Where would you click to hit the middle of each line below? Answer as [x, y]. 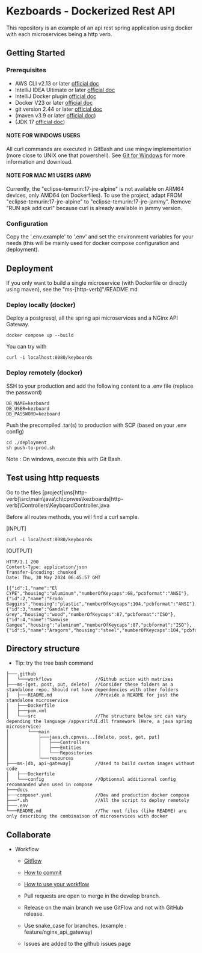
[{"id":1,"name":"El [32, 588]
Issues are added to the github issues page [77, 944]
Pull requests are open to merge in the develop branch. [92, 896]
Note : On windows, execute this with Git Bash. [64, 459]
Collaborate [29, 835]
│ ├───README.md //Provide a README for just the [93, 695]
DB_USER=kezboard [28, 408]
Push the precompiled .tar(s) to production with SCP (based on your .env [96, 425]
